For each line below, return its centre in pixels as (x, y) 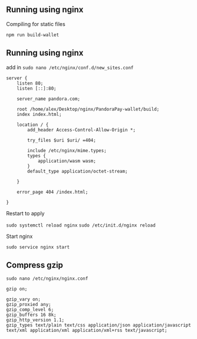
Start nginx (19, 236)
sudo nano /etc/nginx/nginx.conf (47, 279)
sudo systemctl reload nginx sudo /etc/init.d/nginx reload (81, 225)
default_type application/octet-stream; (78, 171)
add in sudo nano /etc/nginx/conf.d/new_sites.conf (70, 67)
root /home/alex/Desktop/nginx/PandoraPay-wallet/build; (88, 109)
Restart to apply (25, 213)
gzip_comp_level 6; (30, 310)
